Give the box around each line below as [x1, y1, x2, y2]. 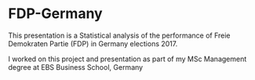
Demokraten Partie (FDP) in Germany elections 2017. [8, 38, 178, 48]
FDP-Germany [8, 5, 104, 23]
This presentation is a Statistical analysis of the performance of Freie [8, 31, 231, 40]
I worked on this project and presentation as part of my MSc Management [8, 54, 247, 64]
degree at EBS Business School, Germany [8, 62, 144, 71]
